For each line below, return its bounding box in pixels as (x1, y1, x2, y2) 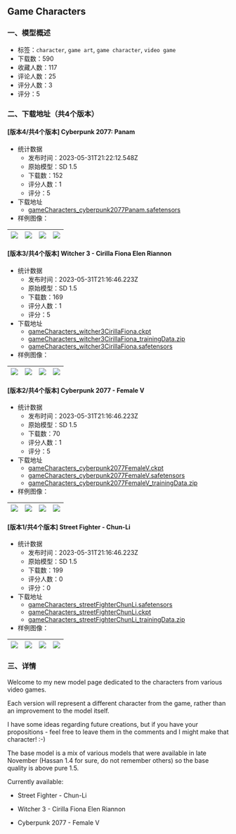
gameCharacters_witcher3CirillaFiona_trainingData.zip (27, 335, 185, 343)
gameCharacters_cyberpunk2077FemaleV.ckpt (27, 464, 164, 472)
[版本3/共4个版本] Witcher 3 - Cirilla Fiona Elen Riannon (7, 250, 172, 258)
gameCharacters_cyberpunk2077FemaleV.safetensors (27, 472, 185, 480)
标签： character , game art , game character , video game (17, 45, 176, 54)
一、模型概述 (7, 28, 51, 38)
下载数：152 (27, 171, 63, 179)
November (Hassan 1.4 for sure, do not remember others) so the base (7, 756, 209, 764)
